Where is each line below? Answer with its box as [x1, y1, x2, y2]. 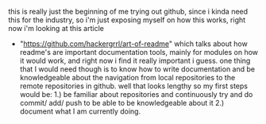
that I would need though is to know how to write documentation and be [19, 64, 256, 74]
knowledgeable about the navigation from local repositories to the [19, 73, 236, 82]
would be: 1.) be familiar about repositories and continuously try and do [19, 90, 253, 99]
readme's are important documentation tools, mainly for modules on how [19, 48, 259, 56]
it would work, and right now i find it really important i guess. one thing [19, 56, 251, 65]
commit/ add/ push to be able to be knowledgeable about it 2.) [19, 99, 225, 107]
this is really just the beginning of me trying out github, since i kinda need [8, 7, 249, 16]
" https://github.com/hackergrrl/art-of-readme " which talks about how [19, 39, 248, 48]
